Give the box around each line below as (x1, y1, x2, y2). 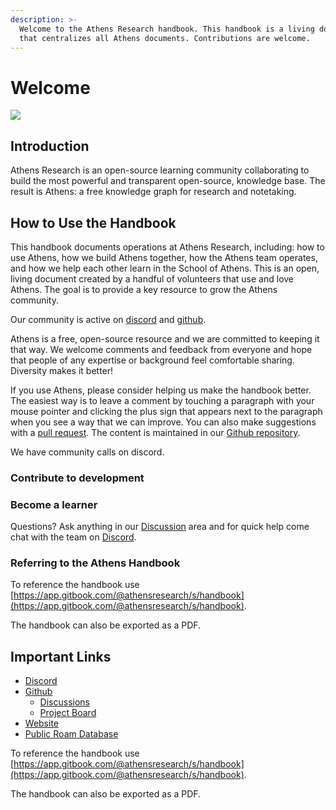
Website (24, 717, 60, 730)
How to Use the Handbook (10, 214, 177, 231)
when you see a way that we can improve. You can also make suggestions (10, 416, 317, 428)
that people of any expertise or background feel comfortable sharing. (10, 354, 295, 366)
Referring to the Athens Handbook (10, 556, 181, 570)
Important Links (10, 648, 112, 665)
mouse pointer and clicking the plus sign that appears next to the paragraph (10, 405, 323, 417)
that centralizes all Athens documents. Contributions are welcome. (19, 33, 311, 43)
